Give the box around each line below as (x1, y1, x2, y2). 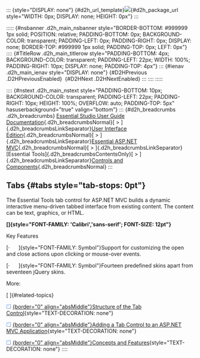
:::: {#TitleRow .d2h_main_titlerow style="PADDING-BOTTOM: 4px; (6, 50, 170, 57)
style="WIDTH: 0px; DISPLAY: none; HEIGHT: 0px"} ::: (6, 13, 139, 20)
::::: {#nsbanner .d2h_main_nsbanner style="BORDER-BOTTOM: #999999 (6, 25, 188, 31)
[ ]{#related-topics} (6, 291, 54, 299)
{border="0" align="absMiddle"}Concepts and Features (13, 339, 150, 346)
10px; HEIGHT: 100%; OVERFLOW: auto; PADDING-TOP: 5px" (24, 99, 175, 107)
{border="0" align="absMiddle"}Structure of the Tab (13, 303, 142, 310)
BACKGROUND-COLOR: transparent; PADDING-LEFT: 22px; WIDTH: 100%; (6, 56, 190, 63)
